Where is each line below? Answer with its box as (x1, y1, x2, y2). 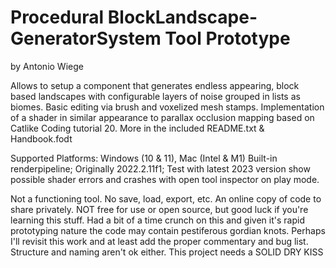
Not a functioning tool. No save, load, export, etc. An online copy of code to (10, 192, 322, 205)
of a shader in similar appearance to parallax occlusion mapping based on (10, 111, 315, 123)
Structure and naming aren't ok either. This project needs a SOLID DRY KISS (10, 246, 324, 258)
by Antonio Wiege (10, 60, 84, 72)
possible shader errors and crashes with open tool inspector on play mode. (10, 173, 320, 185)
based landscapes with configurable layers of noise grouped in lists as (10, 90, 301, 102)
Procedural (10, 6, 105, 29)
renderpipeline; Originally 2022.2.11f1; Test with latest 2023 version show (10, 162, 311, 175)
